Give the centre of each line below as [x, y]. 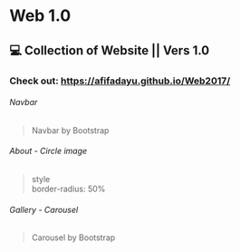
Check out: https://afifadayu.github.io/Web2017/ [120, 81]
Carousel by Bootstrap [73, 237]
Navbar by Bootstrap [70, 130]
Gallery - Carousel [44, 209]
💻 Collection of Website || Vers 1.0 [110, 50]
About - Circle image [48, 151]
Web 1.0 [40, 16]
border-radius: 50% [68, 189]
